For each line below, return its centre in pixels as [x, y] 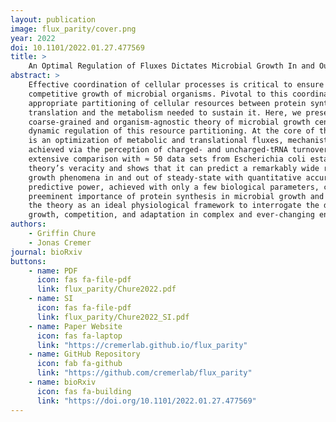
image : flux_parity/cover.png [73, 29]
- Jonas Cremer [60, 242]
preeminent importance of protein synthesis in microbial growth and [176, 196]
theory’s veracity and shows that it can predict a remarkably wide [174, 168]
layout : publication [53, 19]
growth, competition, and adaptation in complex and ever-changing [171, 215]
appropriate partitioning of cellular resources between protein [167, 103]
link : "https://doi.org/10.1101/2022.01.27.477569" [146, 401]
